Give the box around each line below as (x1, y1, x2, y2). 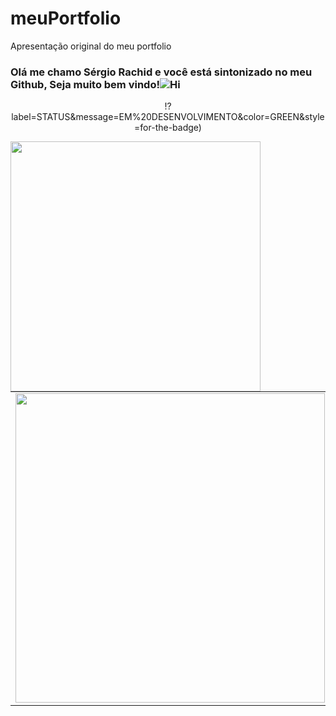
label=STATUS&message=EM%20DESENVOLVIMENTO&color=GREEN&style (11, 111, 325, 123)
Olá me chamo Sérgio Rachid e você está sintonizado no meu (10, 65, 313, 79)
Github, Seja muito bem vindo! (10, 77, 160, 91)
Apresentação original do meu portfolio (10, 40, 172, 52)
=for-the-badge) (134, 122, 202, 134)
